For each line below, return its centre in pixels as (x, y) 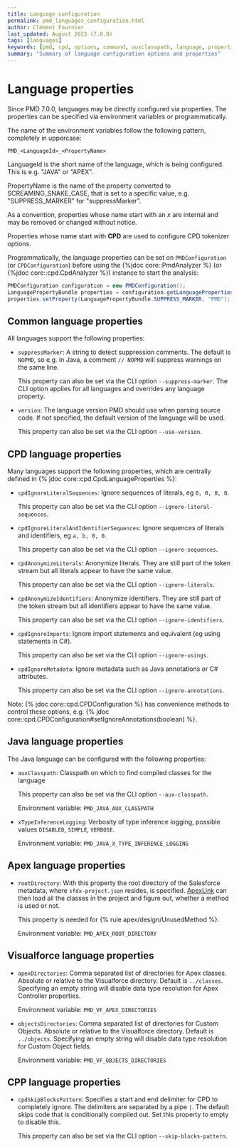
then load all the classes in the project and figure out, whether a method (123, 898)
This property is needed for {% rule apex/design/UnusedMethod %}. (118, 919)
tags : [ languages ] (34, 41)
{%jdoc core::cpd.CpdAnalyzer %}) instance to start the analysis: (103, 273)
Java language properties (65, 742)
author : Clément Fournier (46, 27)
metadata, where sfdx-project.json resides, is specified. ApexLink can (122, 890)
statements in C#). (45, 641)
